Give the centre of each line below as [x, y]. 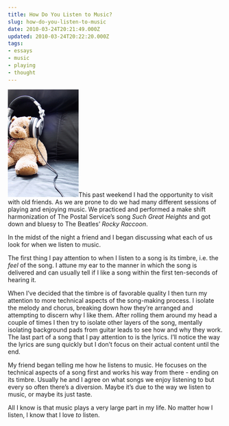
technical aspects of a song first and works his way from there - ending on [113, 372]
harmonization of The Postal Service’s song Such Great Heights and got [109, 216]
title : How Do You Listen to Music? [60, 14]
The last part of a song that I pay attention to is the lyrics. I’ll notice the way [114, 337]
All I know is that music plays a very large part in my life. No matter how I [110, 407]
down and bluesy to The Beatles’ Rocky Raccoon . [78, 224]
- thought [22, 72]
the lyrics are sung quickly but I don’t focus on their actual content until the [114, 344]
